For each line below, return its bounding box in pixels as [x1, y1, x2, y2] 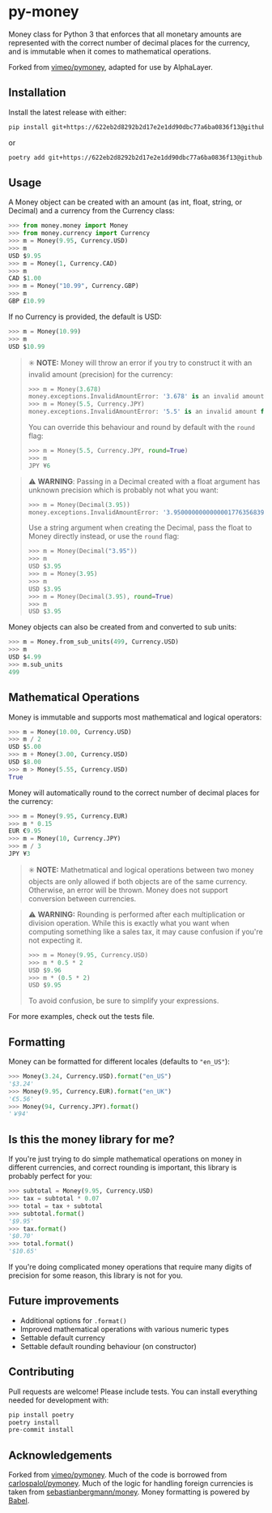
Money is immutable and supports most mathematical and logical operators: [8, 712, 262, 722]
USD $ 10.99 [8, 342, 45, 350]
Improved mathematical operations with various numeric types [19, 1324, 229, 1334]
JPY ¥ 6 [28, 462, 51, 470]
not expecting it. [28, 935, 83, 945]
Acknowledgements [8, 1448, 113, 1462]
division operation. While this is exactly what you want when [28, 918, 230, 927]
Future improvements [8, 1294, 120, 1308]
